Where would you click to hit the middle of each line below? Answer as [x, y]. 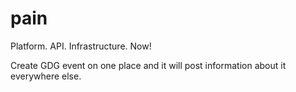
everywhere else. [46, 76]
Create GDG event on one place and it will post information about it [148, 65]
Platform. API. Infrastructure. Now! [81, 46]
